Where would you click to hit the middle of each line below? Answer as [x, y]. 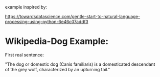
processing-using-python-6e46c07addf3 [47, 22]
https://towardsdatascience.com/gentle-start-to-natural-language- [73, 16]
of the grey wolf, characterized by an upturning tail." [57, 69]
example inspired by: [26, 7]
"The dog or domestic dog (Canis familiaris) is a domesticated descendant [80, 64]
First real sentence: [24, 55]
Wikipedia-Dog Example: [57, 41]
